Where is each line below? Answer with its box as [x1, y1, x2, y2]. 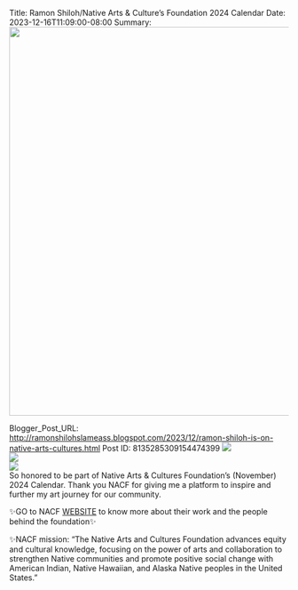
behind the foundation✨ [9, 516, 97, 527]
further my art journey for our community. [9, 489, 161, 499]
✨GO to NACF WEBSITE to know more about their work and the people [9, 506, 268, 516]
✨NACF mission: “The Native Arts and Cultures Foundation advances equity [9, 534, 286, 545]
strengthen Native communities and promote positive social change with [9, 554, 274, 563]
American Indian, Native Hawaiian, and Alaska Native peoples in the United [9, 563, 283, 573]
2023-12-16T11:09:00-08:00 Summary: [9, 17, 153, 28]
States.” [9, 572, 38, 583]
